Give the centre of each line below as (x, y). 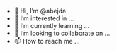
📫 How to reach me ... (47, 41)
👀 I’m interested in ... (44, 18)
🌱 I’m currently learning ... (52, 26)
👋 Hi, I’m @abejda (40, 11)
